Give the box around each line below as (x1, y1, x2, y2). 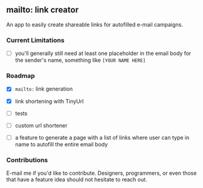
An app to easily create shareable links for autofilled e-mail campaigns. (6, 21, 183, 28)
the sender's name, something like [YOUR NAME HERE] (14, 57, 146, 64)
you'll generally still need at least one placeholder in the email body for (14, 50, 192, 57)
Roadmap (6, 72, 35, 80)
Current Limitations (6, 36, 65, 44)
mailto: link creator (6, 5, 79, 15)
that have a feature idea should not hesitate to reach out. (6, 176, 147, 183)
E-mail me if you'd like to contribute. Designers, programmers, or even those (6, 169, 197, 177)
